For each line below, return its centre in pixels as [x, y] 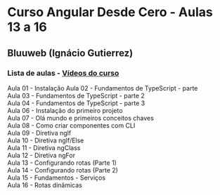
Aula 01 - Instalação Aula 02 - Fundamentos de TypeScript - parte [103, 88]
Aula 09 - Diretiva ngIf [39, 133]
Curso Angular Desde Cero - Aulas [110, 12]
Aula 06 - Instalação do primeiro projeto [65, 110]
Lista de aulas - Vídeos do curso [63, 73]
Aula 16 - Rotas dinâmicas [45, 185]
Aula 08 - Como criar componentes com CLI [71, 125]
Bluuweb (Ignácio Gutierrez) [70, 53]
